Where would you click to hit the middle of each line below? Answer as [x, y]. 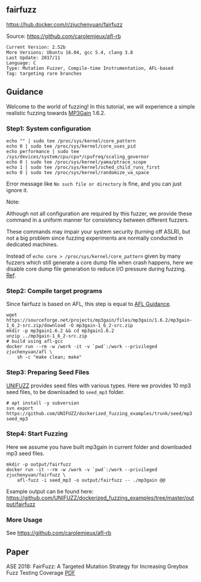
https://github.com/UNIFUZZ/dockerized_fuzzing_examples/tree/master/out [100, 498]
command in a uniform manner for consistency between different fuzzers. [98, 220]
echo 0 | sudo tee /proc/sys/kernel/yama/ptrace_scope [76, 162]
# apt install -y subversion [43, 403]
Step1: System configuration [49, 128]
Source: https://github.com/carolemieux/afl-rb [64, 36]
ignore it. [17, 190]
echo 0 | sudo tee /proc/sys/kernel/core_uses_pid [71, 146]
